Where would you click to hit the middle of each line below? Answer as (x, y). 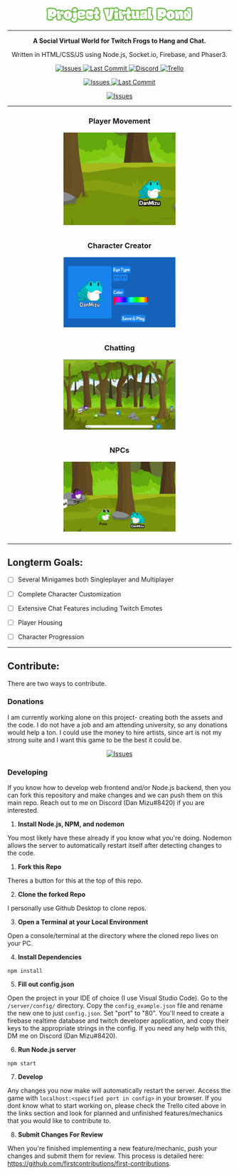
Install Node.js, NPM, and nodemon (71, 824)
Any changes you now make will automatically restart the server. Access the (119, 1091)
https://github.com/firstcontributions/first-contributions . (89, 1164)
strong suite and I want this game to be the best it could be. (94, 739)
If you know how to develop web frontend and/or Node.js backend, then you (119, 788)
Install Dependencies (49, 957)
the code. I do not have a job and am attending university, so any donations (117, 725)
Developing (28, 772)
